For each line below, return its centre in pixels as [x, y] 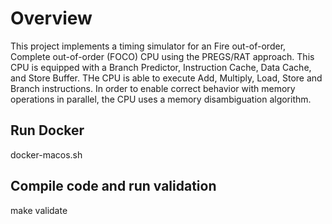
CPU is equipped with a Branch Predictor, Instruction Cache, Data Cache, [161, 67]
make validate [39, 210]
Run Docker [47, 130]
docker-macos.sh [46, 154]
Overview [51, 18]
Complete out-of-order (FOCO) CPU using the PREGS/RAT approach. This [162, 56]
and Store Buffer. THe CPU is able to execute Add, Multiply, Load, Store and [166, 78]
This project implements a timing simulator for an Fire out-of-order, [148, 46]
